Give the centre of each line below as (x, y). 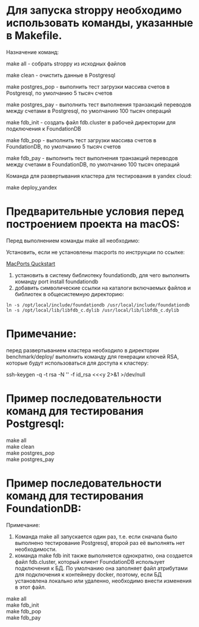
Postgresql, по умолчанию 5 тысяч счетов (59, 93)
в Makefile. (34, 36)
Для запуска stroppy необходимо (94, 10)
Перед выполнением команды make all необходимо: (73, 240)
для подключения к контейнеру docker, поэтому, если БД (88, 574)
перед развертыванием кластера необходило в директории (83, 350)
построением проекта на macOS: (93, 224)
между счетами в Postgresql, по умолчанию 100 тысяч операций (89, 111)
